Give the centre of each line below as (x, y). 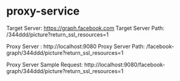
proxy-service (43, 11)
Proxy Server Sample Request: (45, 65)
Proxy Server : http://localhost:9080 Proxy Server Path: (76, 46)
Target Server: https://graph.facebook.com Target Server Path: (85, 28)
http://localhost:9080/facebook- (125, 65)
